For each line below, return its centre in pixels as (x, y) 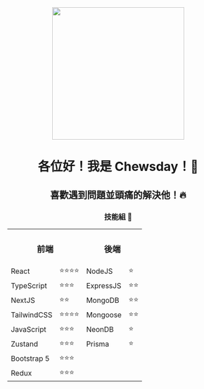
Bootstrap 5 (30, 359)
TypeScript (29, 286)
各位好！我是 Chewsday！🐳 (118, 167)
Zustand (25, 344)
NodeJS (100, 271)
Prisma (98, 344)
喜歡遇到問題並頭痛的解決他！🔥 (118, 194)
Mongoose (104, 315)
